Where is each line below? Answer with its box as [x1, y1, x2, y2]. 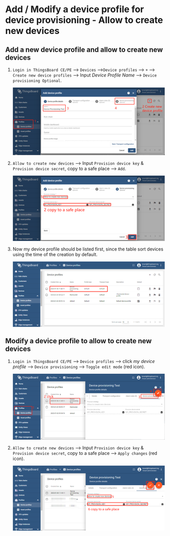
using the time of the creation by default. [12, 252, 98, 258]
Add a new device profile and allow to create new [5, 45, 163, 54]
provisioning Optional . [12, 78, 62, 83]
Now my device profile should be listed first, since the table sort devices [12, 246, 163, 252]
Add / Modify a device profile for [5, 4, 144, 15]
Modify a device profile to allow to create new [5, 337, 152, 345]
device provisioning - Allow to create [5, 14, 163, 26]
